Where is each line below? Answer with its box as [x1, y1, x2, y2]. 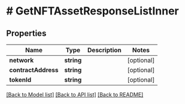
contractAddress [9, 66, 59, 74]
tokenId [9, 76, 32, 84]
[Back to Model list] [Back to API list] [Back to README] [6, 91, 144, 98]
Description [87, 46, 122, 54]
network [9, 56, 34, 64]
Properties [6, 28, 47, 38]
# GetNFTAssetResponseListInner [6, 4, 180, 18]
